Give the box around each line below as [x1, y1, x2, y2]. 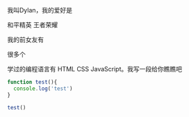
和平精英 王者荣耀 [7, 21, 58, 29]
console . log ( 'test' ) [13, 85, 73, 92]
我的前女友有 [7, 35, 44, 44]
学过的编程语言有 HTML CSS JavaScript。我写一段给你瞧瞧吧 [7, 65, 183, 73]
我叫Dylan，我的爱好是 [7, 6, 73, 14]
